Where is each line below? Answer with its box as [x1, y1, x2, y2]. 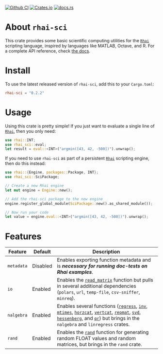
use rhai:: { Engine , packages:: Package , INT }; [5, 170, 98, 175]
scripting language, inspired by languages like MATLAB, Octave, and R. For [5, 43, 155, 49]
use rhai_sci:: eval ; [5, 142, 47, 147]
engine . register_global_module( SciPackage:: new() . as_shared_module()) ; [5, 201, 153, 206]
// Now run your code [5, 210, 49, 215]
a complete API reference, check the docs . [5, 48, 91, 53]
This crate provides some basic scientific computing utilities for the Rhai [5, 37, 149, 43]
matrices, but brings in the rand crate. [57, 341, 142, 348]
